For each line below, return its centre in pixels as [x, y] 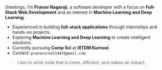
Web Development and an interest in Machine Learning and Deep [85, 12]
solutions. [22, 43]
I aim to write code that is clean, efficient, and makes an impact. [81, 62]
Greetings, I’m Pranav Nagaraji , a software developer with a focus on [75, 7]
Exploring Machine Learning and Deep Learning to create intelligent [81, 37]
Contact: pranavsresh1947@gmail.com [49, 53]
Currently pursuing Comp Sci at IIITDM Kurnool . [61, 48]
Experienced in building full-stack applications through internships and [85, 27]
